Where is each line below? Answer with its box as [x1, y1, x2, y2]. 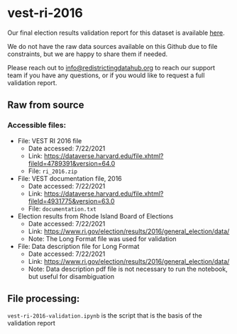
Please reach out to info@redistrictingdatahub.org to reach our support [7, 63, 215, 72]
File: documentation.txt [28, 204, 97, 213]
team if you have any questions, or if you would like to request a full [7, 71, 205, 79]
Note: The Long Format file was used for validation [28, 234, 177, 243]
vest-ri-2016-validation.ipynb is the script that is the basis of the [7, 311, 202, 320]
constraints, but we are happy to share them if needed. [7, 50, 168, 58]
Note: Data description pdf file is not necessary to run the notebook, [28, 265, 228, 273]
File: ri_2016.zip [28, 167, 78, 175]
